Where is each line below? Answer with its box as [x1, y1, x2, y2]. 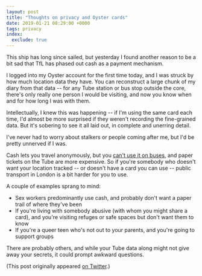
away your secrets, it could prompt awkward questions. [6, 251, 144, 258]
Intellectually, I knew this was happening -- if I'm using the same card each [6, 109, 193, 116]
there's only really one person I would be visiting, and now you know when [6, 91, 192, 98]
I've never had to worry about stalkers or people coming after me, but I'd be [6, 133, 195, 141]
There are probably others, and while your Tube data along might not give [6, 245, 190, 251]
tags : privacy [6, 25, 42, 32]
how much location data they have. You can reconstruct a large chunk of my [6, 78, 196, 85]
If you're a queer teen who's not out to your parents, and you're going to [14, 226, 195, 233]
